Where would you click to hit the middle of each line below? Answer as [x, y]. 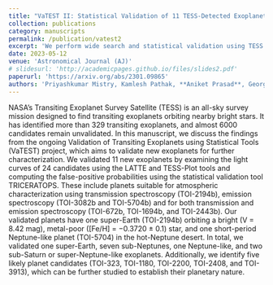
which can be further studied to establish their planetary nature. [138, 272]
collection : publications [52, 24]
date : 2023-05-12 [38, 54]
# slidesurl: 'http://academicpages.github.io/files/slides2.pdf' [123, 69]
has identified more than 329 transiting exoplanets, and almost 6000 [123, 125]
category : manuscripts [47, 31]
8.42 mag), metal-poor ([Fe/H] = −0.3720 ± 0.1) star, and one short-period [132, 228]
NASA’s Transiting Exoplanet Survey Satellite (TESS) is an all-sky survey [129, 107]
